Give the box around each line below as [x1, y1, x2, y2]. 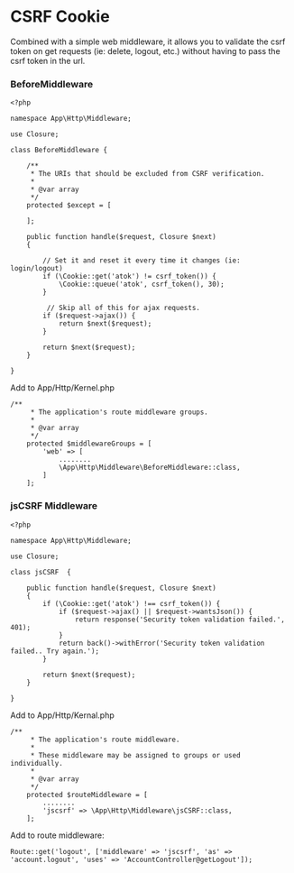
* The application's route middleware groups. [30, 408, 208, 417]
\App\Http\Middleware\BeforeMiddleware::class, [58, 463, 242, 473]
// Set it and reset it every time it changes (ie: [42, 256, 242, 265]
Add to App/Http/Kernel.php [10, 382, 115, 393]
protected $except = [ [26, 201, 112, 210]
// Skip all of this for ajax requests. [46, 304, 201, 313]
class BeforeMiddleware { [10, 146, 107, 155]
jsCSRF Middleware [10, 500, 98, 512]
